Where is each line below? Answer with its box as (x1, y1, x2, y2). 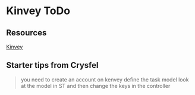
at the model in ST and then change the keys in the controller (20, 82, 171, 89)
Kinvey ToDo (6, 4, 70, 18)
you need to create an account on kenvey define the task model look (20, 76, 189, 83)
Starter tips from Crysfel (6, 60, 99, 70)
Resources (6, 28, 47, 38)
